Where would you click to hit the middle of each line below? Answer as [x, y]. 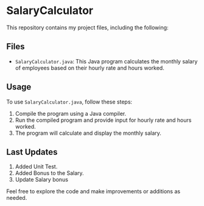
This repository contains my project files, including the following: [87, 27]
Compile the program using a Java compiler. [71, 113]
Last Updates [32, 152]
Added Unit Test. [36, 167]
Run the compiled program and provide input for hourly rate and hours [103, 120]
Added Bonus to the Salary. [49, 173]
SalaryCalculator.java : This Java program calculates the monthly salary [106, 61]
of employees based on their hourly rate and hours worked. [90, 68]
